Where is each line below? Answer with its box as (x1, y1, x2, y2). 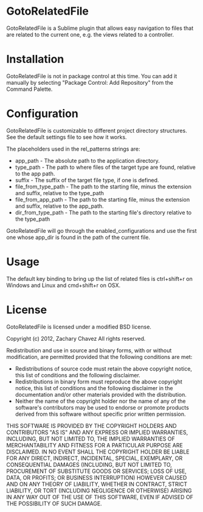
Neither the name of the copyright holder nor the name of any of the (15, 397, 186, 405)
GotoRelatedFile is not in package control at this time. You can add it (6, 72, 177, 80)
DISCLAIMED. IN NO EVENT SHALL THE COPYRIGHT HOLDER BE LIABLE (6, 448, 190, 455)
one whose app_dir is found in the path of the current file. (6, 233, 151, 241)
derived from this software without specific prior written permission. (15, 410, 187, 418)
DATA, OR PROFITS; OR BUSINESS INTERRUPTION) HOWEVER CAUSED (6, 474, 187, 481)
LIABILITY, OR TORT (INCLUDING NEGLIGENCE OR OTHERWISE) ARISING (6, 486, 193, 494)
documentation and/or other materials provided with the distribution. (15, 391, 187, 398)
